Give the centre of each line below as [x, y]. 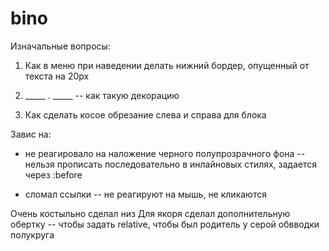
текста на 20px [57, 76]
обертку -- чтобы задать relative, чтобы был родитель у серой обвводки [165, 224]
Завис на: [31, 134]
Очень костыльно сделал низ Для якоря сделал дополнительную [150, 213]
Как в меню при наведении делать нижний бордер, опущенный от [167, 65]
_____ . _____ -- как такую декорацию [102, 95]
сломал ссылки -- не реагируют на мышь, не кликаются [145, 194]
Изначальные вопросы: [60, 46]
